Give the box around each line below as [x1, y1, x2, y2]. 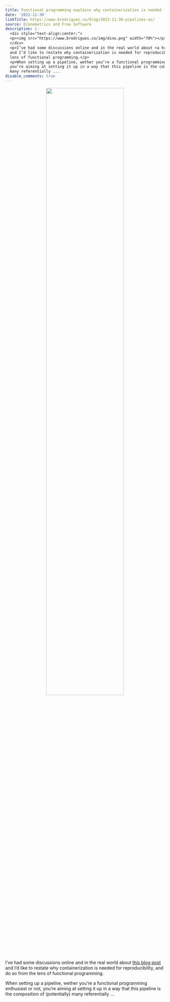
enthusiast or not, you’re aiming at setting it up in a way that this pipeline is [5, 985, 161, 991]
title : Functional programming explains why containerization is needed [5, 7, 162, 13]
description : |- [5, 26, 39, 32]
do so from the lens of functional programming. [5, 970, 104, 976]
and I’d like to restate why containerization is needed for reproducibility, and [5, 964, 163, 971]
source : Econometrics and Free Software [5, 21, 92, 27]
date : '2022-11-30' [5, 12, 47, 17]
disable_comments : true [5, 74, 56, 79]
